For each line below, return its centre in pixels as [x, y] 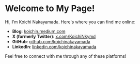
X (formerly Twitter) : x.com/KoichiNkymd [54, 36]
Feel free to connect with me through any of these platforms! [66, 56]
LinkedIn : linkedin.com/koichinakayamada [54, 47]
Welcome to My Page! [50, 8]
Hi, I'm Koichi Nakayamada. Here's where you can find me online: [70, 22]
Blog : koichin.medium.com [39, 31]
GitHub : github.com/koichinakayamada [51, 41]
